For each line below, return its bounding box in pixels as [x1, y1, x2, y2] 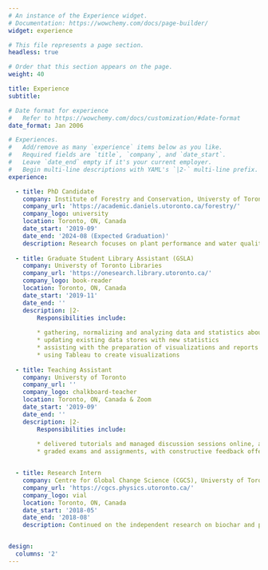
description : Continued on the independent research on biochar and [22, 521, 255, 529]
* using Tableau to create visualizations [37, 351, 180, 359]
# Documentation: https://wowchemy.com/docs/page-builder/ [8, 19, 209, 27]
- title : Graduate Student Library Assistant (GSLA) [15, 254, 195, 262]
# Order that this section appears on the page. [8, 63, 173, 71]
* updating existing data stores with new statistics [37, 337, 219, 345]
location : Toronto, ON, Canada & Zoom [22, 396, 152, 404]
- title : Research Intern [15, 469, 102, 477]
